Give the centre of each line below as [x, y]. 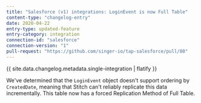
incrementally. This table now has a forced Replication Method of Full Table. [101, 93]
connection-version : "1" [38, 46]
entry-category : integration [43, 35]
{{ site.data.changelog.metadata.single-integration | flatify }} [82, 68]
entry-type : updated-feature [43, 29]
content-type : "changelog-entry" [48, 18]
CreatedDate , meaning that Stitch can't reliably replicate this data [87, 87]
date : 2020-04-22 [28, 23]
